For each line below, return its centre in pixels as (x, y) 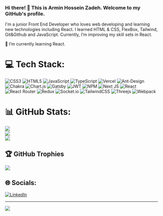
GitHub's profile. (25, 14)
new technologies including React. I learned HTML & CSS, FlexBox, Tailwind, (81, 30)
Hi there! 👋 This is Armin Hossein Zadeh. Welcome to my (73, 8)
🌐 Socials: (21, 183)
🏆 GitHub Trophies (35, 154)
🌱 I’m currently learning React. (35, 44)
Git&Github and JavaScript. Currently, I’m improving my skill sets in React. (79, 35)
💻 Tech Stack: (35, 64)
